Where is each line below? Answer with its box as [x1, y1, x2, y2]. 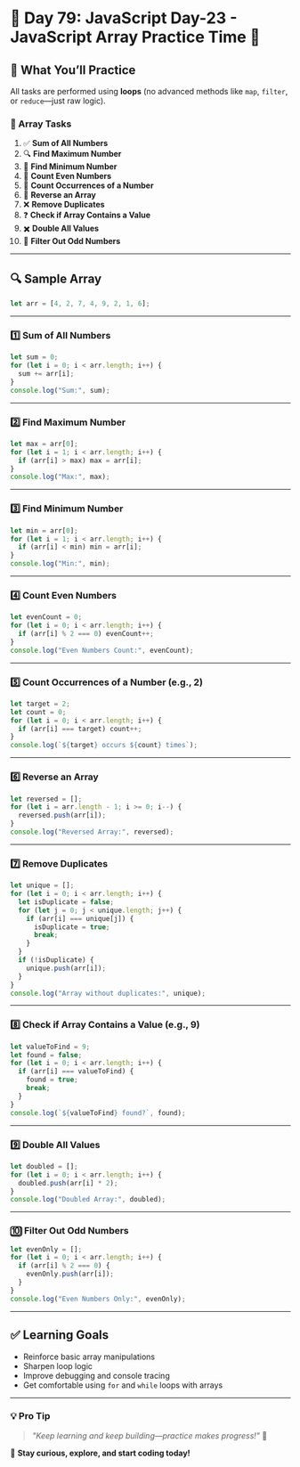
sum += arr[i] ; [18, 370, 75, 379]
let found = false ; [10, 1050, 83, 1059]
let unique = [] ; [10, 881, 75, 890]
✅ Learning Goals [10, 1327, 109, 1343]
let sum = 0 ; [10, 353, 59, 362]
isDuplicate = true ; [33, 922, 110, 932]
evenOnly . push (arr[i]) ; [26, 1269, 115, 1279]
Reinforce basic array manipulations [22, 1351, 156, 1362]
